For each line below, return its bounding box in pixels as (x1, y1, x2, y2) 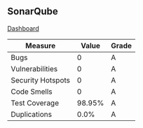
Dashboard (7, 24, 40, 32)
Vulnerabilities (11, 64, 58, 73)
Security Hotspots (11, 75, 71, 85)
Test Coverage (11, 98, 60, 108)
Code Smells (11, 87, 53, 97)
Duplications (11, 109, 53, 119)
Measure (25, 41, 56, 50)
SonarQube (7, 6, 58, 17)
